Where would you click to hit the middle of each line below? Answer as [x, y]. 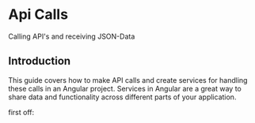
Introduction [40, 61]
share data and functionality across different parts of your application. [122, 97]
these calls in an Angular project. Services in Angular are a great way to [125, 88]
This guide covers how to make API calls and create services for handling [128, 80]
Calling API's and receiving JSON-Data [72, 36]
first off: [21, 112]
